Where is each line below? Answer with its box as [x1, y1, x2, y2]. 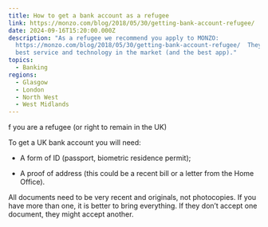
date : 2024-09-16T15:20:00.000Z [8, 26, 116, 34]
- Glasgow [15, 78, 48, 86]
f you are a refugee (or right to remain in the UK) [8, 123, 167, 132]
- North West [15, 93, 59, 101]
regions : [8, 71, 37, 79]
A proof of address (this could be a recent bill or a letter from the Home [19, 169, 254, 178]
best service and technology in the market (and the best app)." [15, 49, 238, 57]
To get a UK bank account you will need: [8, 138, 141, 147]
